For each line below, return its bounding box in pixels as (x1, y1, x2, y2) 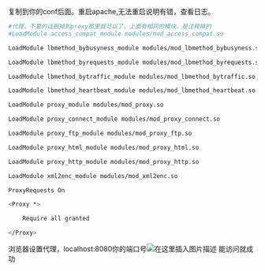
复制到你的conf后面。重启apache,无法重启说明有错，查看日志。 (8, 7, 215, 16)
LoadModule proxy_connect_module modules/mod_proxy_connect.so (8, 115, 221, 124)
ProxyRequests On (8, 186, 65, 195)
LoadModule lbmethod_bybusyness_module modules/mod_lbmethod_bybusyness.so (8, 44, 263, 52)
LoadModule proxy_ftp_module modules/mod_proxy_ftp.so (8, 129, 192, 137)
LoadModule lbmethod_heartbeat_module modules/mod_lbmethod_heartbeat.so (8, 87, 256, 95)
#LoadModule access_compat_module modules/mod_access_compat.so (8, 30, 224, 38)
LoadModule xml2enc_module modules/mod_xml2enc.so (8, 172, 178, 180)
